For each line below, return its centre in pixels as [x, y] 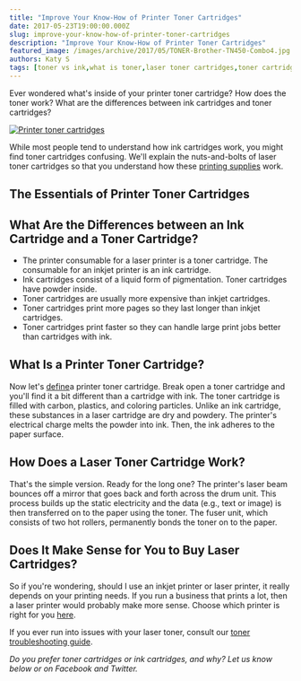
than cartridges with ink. [67, 336]
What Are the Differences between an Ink [127, 225]
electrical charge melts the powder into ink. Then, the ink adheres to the [142, 424]
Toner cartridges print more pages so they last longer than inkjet [141, 308]
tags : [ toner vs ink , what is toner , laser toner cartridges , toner [133, 68]
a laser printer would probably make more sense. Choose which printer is [145, 605]
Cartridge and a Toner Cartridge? [104, 239]
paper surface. [37, 434]
